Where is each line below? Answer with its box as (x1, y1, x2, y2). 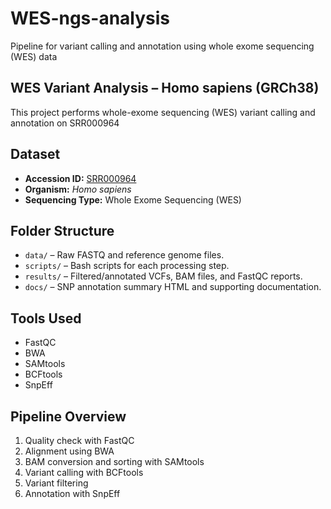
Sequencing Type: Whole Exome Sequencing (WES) (24, 193, 242, 206)
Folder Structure (10, 222, 115, 239)
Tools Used (10, 310, 82, 327)
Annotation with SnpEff (24, 488, 121, 499)
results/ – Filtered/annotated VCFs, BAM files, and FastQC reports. (24, 270, 303, 282)
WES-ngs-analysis (10, 7, 171, 30)
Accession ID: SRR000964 (24, 172, 137, 184)
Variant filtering (24, 477, 89, 489)
